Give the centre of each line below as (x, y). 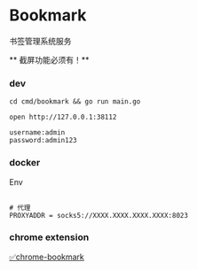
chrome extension (49, 237)
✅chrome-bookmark (47, 257)
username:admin (37, 133)
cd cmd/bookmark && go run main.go (75, 102)
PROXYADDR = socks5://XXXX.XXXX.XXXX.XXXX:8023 (99, 215)
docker (25, 163)
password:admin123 (43, 141)
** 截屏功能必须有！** (49, 59)
